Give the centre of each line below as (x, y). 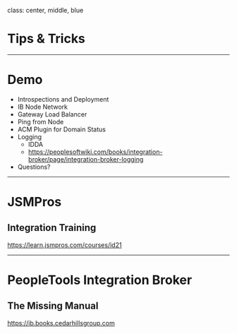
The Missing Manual (53, 306)
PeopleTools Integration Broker (100, 280)
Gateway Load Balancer (52, 114)
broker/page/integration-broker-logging (86, 159)
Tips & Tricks (47, 39)
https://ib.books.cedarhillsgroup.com (61, 323)
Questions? (34, 167)
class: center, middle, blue (45, 10)
